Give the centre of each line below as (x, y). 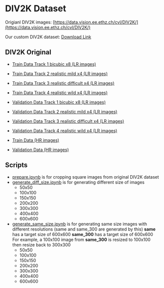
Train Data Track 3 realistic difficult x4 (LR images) (63, 83)
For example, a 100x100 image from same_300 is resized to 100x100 (81, 239)
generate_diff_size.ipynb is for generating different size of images (78, 182)
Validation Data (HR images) (41, 150)
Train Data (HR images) (36, 140)
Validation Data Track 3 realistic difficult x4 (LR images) (68, 121)
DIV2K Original (28, 52)
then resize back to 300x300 (41, 245)
